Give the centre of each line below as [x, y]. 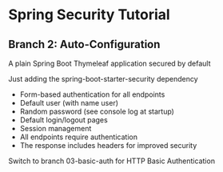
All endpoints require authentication [79, 137]
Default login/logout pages [64, 120]
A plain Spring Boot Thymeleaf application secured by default [110, 63]
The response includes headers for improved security [108, 145]
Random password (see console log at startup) [97, 111]
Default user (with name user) [69, 103]
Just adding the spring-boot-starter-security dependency [103, 79]
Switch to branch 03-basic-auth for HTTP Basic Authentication [112, 161]
